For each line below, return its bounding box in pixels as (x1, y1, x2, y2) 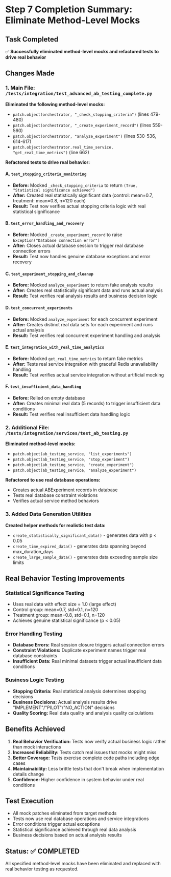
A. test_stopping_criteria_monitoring (5, 171, 87, 177)
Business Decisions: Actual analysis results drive (12, 699, 117, 705)
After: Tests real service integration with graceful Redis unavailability (12, 361, 158, 367)
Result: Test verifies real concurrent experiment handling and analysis (12, 332, 161, 339)
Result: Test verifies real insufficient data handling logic (12, 411, 130, 417)
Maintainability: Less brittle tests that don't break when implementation (12, 765, 164, 771)
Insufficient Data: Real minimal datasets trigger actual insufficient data (12, 658, 162, 664)
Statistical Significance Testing (5, 589, 85, 596)
